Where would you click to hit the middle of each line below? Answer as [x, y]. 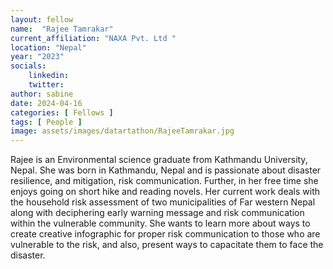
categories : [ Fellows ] [62, 112]
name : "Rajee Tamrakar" [62, 29]
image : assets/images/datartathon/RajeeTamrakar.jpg [122, 131]
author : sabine [42, 94]
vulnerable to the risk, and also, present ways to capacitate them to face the [167, 245]
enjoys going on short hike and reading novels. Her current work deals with [165, 192]
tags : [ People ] [46, 122]
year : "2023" [37, 57]
